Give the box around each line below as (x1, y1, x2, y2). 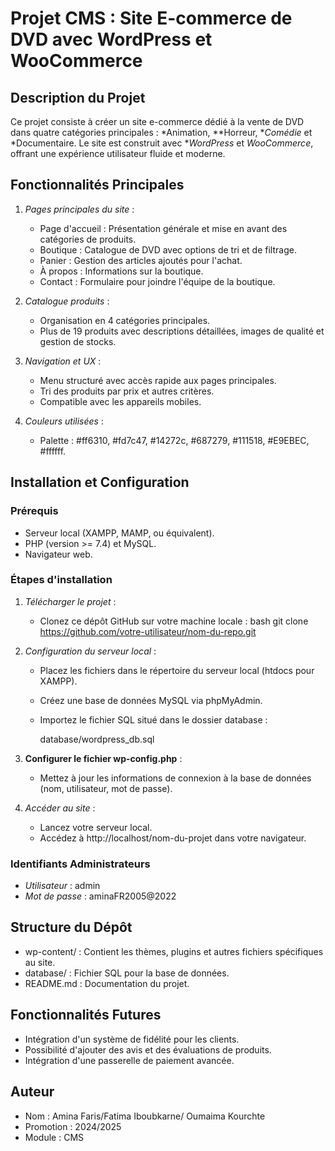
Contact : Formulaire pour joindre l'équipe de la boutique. (39, 275, 276, 287)
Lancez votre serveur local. (39, 821, 153, 833)
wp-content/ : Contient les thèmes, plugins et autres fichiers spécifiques (24, 945, 324, 957)
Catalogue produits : (24, 295, 110, 307)
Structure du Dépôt (10, 919, 133, 936)
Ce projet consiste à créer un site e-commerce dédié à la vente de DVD (10, 116, 305, 127)
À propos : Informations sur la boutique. (39, 265, 204, 277)
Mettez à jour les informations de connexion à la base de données (39, 772, 312, 784)
